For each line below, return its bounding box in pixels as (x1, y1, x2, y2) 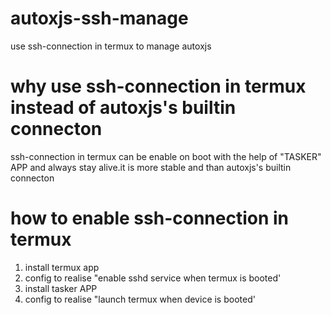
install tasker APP (24, 282, 98, 294)
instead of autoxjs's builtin (10, 97, 237, 119)
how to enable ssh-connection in (10, 207, 290, 230)
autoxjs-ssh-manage (10, 7, 189, 30)
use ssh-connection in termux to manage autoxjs (10, 40, 212, 52)
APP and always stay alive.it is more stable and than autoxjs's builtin (10, 161, 292, 173)
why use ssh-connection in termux (10, 75, 307, 98)
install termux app (24, 261, 100, 273)
